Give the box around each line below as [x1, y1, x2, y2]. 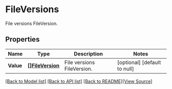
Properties [5, 35, 40, 44]
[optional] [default [117, 58, 161, 66]
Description [74, 50, 103, 57]
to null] [117, 65, 134, 72]
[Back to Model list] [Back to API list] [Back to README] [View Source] [5, 78, 153, 84]
